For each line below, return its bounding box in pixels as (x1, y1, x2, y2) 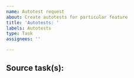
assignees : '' (6, 36, 41, 42)
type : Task (6, 31, 33, 37)
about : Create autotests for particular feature (6, 14, 128, 20)
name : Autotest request (6, 8, 65, 15)
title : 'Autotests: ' (6, 19, 60, 25)
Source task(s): (6, 63, 64, 73)
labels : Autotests (6, 25, 51, 31)
